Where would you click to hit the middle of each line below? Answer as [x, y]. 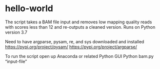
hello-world [29, 9]
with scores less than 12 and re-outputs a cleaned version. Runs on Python [80, 27]
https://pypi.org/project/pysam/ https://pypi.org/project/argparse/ [71, 47]
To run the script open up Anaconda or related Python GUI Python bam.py [79, 56]
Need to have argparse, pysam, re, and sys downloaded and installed [75, 41]
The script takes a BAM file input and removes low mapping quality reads [79, 22]
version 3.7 [16, 32]
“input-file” [16, 61]
